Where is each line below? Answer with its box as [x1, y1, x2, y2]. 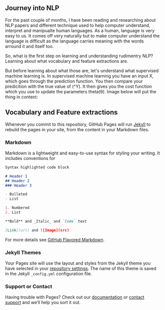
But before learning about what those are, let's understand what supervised [5, 68, 159, 74]
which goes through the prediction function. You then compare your [5, 78, 143, 84]
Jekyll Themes [5, 249, 41, 256]
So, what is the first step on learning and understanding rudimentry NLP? [5, 53, 154, 59]
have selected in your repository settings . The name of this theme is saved [5, 265, 157, 271]
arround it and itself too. [5, 43, 54, 49]
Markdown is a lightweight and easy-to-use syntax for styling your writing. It [5, 150, 160, 156]
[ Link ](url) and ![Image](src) [5, 228, 69, 232]
